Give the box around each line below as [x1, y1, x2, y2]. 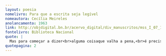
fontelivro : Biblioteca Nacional [5, 30, 74, 35]
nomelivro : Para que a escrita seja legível [5, 12, 98, 17]
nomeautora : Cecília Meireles [5, 16, 68, 21]
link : [5, 25, 16, 30]
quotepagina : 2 [5, 43, 37, 48]
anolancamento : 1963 [5, 20, 48, 26]
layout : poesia [5, 7, 37, 12]
